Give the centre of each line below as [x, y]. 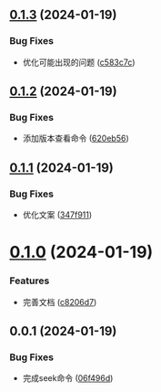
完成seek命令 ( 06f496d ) [68, 378]
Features [30, 281]
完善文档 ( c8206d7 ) [60, 302]
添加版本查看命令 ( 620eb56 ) [75, 138]
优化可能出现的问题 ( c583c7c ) [79, 62]
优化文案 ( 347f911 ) [57, 215]
